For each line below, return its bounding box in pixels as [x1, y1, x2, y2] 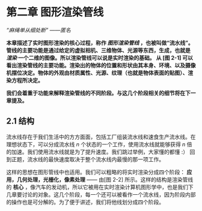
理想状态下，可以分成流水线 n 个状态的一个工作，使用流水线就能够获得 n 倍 [6, 140, 192, 147]
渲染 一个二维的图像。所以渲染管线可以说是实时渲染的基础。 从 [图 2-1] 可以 [6, 54, 194, 61]
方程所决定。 [11, 76, 43, 84]
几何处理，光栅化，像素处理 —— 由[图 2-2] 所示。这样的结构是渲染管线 [16, 176, 194, 183]
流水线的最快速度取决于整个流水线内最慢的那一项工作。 [26, 155, 164, 162]
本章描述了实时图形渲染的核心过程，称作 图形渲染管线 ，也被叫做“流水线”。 [6, 39, 194, 46]
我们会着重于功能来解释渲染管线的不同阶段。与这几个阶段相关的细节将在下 [6, 89, 191, 97]
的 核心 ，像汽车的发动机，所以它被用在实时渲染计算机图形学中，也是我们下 [6, 183, 194, 191]
